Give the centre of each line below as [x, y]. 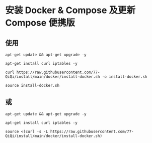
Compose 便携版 [40, 23]
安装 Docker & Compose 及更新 [70, 10]
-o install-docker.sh [125, 77]
